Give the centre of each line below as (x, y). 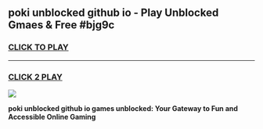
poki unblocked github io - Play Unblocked (113, 13)
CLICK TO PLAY (38, 48)
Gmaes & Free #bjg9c (61, 25)
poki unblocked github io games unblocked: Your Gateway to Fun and (123, 108)
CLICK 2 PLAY (35, 77)
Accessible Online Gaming (52, 116)
